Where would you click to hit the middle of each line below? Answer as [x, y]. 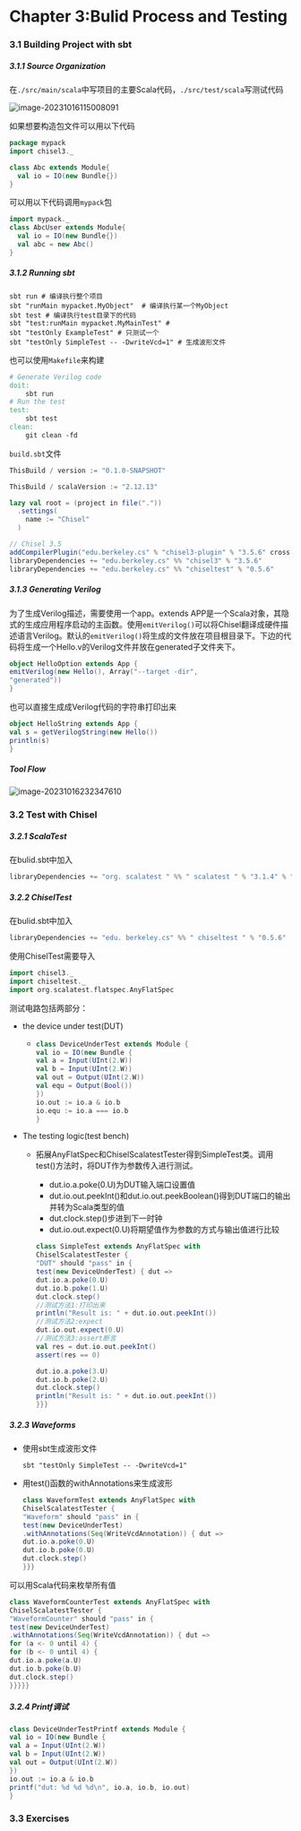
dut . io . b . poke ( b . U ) [46, 1669]
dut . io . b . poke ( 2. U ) [72, 1379]
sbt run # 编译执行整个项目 [56, 296]
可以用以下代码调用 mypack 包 [60, 203]
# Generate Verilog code [56, 377]
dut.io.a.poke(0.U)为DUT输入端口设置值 [122, 1185]
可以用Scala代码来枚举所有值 [63, 1585]
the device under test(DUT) [73, 1026]
